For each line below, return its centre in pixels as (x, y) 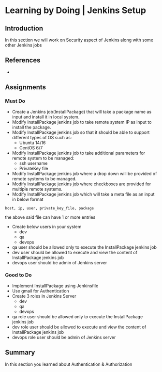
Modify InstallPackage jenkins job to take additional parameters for (79, 153)
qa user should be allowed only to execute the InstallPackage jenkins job (84, 247)
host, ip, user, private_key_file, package (50, 208)
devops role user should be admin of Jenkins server (64, 337)
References (23, 60)
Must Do (15, 101)
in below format (28, 199)
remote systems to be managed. (44, 178)
